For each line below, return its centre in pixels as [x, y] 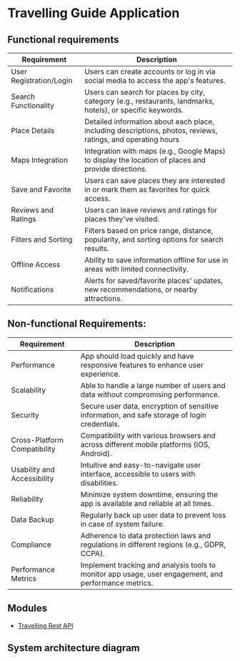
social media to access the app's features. [155, 80]
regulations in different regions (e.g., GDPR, [153, 545]
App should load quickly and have [137, 356]
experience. [100, 374]
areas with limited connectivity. [137, 269]
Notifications [32, 289]
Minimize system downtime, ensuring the [149, 494]
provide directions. [116, 169]
